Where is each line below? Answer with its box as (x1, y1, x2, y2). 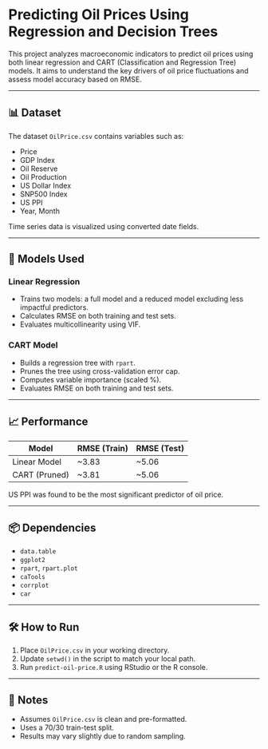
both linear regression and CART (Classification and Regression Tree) (8, 57, 237, 67)
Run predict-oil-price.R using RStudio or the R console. (19, 663, 208, 672)
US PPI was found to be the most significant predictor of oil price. (8, 489, 224, 499)
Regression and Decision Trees (8, 22, 219, 41)
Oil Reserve (19, 164, 58, 173)
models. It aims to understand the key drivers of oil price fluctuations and (8, 65, 249, 75)
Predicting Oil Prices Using (8, 6, 189, 24)
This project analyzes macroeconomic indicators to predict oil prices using (8, 49, 254, 58)
